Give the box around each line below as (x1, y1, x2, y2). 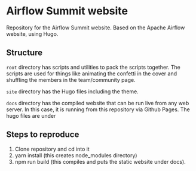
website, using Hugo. (6, 30, 59, 37)
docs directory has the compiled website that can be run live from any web (6, 99, 189, 106)
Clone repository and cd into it (14, 145, 90, 152)
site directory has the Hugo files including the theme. (6, 88, 139, 95)
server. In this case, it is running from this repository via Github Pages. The (6, 106, 190, 113)
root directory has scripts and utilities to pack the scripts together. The (6, 63, 180, 71)
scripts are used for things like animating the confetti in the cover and (6, 70, 177, 77)
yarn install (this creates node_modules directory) (14, 151, 137, 159)
